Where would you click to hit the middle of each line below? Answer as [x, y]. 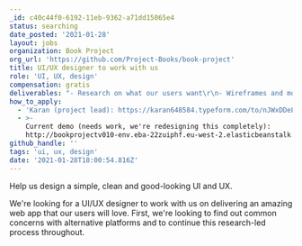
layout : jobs [34, 43]
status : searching [44, 26]
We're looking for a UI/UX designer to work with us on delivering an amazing [151, 203]
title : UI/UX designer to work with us [84, 68]
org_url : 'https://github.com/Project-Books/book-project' [122, 59]
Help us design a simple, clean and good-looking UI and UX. [121, 186]
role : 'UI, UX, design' [54, 77]
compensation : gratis [50, 85]
